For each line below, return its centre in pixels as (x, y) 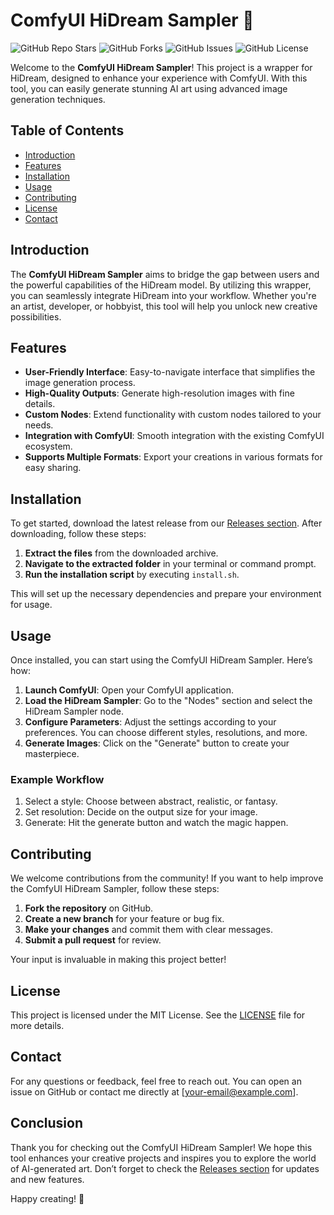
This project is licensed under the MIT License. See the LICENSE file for (158, 1015)
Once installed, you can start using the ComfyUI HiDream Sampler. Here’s (161, 660)
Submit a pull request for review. (93, 940)
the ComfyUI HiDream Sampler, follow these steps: (115, 889)
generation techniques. (58, 99)
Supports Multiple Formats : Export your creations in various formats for (173, 457)
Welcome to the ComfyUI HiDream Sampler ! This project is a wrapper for (161, 67)
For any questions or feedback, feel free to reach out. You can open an (156, 1081)
